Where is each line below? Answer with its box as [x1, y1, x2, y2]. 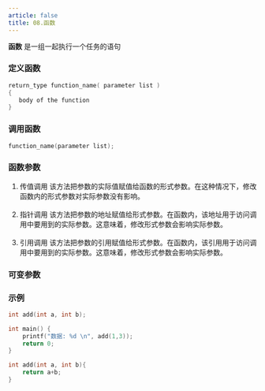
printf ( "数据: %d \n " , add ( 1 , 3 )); [22, 332, 134, 340]
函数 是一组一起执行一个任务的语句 [8, 41, 121, 51]
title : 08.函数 [8, 19, 56, 27]
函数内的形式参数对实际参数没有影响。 [19, 191, 144, 201]
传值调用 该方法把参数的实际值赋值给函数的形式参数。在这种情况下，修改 [19, 181, 257, 191]
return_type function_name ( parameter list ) [8, 81, 160, 89]
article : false [8, 11, 58, 20]
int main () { [8, 325, 51, 333]
